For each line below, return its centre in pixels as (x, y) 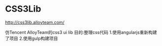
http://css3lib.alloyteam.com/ (35, 22)
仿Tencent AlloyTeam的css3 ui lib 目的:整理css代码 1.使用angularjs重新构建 (81, 32)
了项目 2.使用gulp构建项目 (32, 38)
